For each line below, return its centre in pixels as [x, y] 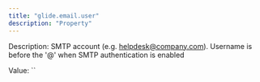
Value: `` [22, 70]
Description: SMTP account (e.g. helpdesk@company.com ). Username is [130, 46]
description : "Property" [50, 23]
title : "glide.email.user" [54, 16]
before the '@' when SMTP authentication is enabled [96, 55]
